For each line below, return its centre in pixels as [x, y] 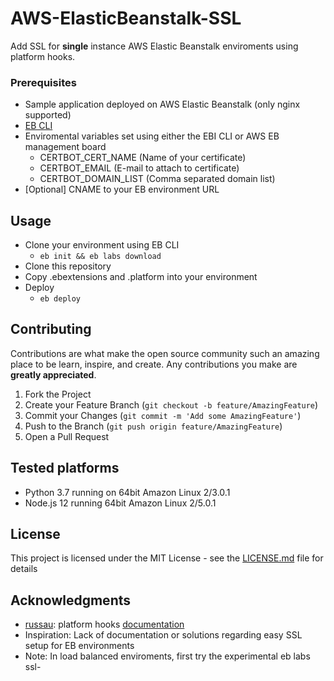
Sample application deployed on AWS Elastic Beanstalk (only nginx [162, 104]
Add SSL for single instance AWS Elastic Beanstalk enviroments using [154, 46]
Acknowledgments [71, 600]
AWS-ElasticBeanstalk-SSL [126, 18]
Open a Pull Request [67, 436]
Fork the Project [58, 394]
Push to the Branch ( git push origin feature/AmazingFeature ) [153, 426]
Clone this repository [68, 266]
